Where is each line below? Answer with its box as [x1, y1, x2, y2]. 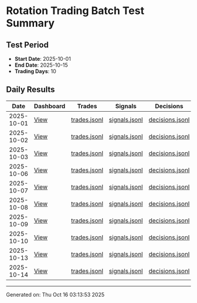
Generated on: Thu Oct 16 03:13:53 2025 [6, 291, 104, 298]
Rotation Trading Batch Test [6, 4, 145, 18]
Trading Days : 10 [14, 68, 57, 74]
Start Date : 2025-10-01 [14, 56, 72, 62]
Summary [6, 16, 55, 30]
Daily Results [6, 85, 55, 95]
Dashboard [33, 102, 66, 110]
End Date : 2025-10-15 [14, 61, 69, 68]
